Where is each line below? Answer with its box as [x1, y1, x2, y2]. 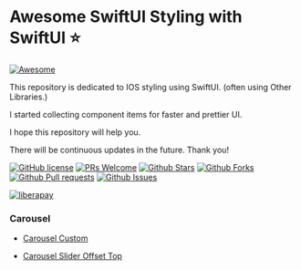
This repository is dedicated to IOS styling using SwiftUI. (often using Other [9, 81, 292, 92]
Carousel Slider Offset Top [22, 251, 123, 262]
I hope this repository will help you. [9, 126, 141, 138]
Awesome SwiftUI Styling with [9, 6, 244, 27]
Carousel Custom [22, 233, 88, 244]
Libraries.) [9, 91, 48, 102]
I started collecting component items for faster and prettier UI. [9, 109, 243, 119]
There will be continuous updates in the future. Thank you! [9, 144, 230, 155]
